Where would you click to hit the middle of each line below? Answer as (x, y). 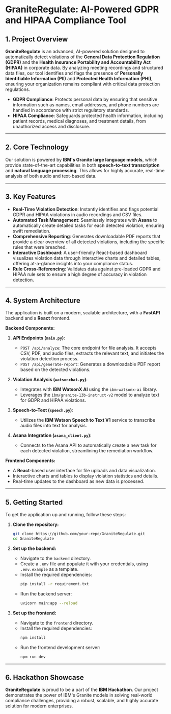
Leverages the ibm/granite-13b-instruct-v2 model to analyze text (90, 395)
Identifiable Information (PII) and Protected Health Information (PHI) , (79, 78)
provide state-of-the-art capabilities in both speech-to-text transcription (82, 165)
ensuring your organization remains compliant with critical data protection (83, 84)
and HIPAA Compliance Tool (66, 20)
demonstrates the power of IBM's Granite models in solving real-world (79, 695)
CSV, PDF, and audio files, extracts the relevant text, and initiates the (92, 353)
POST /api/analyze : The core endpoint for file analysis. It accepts (88, 348)
